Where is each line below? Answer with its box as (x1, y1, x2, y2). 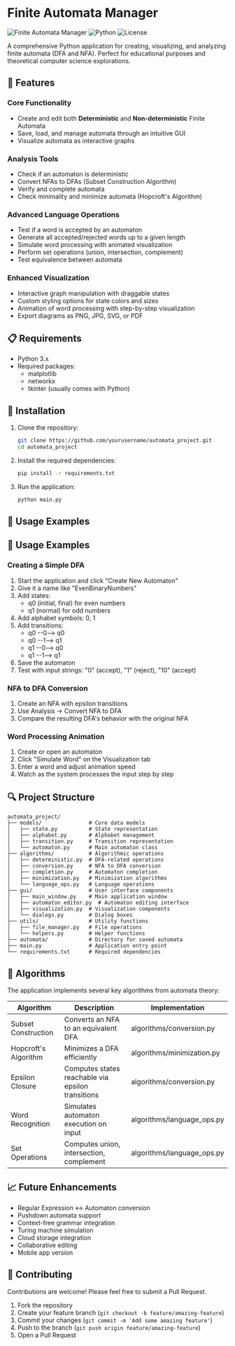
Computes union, (64, 1139, 121, 1149)
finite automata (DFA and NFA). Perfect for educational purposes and (7, 49, 206, 58)
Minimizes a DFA (64, 1044, 119, 1053)
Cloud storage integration (17, 1233, 92, 1241)
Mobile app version (17, 1248, 73, 1257)
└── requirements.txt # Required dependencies (7, 949, 161, 956)
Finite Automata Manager (7, 5, 159, 21)
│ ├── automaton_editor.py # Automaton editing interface (7, 900, 190, 907)
